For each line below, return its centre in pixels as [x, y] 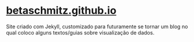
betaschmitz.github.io [61, 11]
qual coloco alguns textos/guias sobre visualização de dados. [80, 32]
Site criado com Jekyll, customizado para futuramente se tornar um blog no [97, 26]
